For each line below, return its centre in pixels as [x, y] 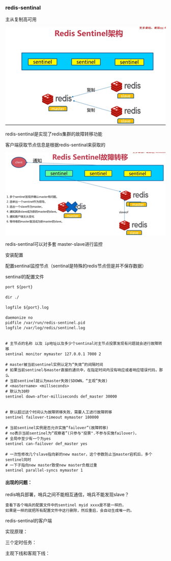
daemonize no [19, 318]
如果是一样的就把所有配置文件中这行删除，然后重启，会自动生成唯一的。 [70, 511]
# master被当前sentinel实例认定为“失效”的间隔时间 [54, 365]
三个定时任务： [21, 543]
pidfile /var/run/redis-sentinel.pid [45, 323]
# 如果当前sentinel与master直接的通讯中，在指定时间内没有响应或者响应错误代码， [82, 370]
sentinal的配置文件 [25, 277]
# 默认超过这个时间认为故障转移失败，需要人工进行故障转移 [59, 412]
